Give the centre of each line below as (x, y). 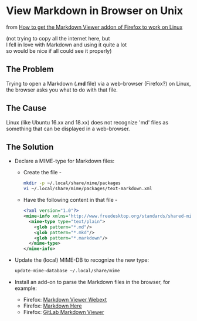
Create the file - (43, 173)
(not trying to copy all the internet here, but (58, 38)
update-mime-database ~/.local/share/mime (67, 271)
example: (26, 288)
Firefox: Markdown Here (52, 306)
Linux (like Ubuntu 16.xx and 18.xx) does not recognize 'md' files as (87, 122)
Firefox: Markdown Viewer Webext (65, 300)
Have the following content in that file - (70, 200)
